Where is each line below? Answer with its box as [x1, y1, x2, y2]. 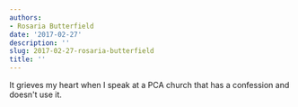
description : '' [9, 38, 70, 48]
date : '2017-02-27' [9, 30, 83, 39]
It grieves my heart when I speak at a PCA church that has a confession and [9, 80, 290, 90]
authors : [9, 13, 42, 22]
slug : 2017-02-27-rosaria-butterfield [9, 47, 154, 56]
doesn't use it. [9, 89, 63, 100]
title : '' [9, 55, 47, 64]
